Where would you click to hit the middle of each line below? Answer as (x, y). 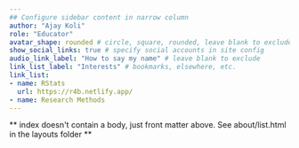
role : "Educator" (41, 34)
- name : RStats (37, 83)
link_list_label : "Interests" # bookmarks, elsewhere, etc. (123, 67)
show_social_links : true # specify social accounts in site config (137, 51)
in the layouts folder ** (51, 135)
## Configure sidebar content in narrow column (99, 17)
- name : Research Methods (57, 100)
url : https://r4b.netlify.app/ (75, 91)
